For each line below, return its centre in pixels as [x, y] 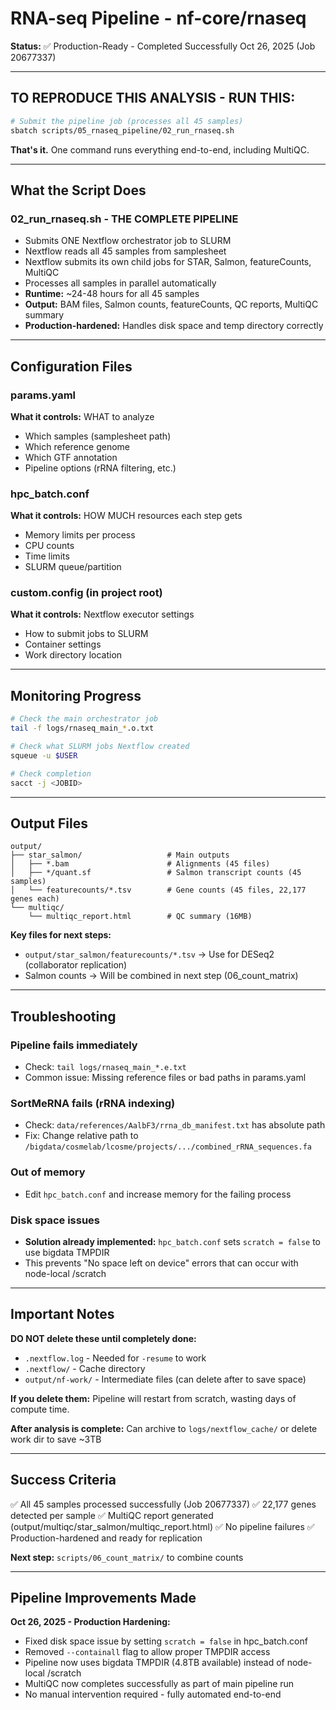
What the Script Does [78, 190]
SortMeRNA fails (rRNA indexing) [93, 1103]
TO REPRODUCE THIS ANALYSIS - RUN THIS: [153, 98]
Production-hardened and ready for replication [106, 1538]
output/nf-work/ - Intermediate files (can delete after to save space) [165, 1379]
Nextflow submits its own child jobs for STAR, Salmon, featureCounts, [168, 262]
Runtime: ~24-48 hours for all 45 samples [112, 294]
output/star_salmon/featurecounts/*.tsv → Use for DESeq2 [149, 954]
